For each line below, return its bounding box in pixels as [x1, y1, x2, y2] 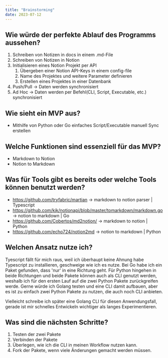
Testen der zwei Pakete [12, 331, 61, 337]
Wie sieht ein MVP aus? [5, 109, 81, 117]
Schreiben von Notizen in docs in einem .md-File [12, 52, 113, 58]
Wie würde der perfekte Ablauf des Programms [5, 31, 156, 39]
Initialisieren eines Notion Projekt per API [12, 62, 97, 68]
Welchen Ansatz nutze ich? [5, 243, 93, 252]
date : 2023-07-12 [5, 12, 42, 17]
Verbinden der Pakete [12, 337, 58, 343]
